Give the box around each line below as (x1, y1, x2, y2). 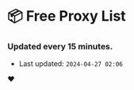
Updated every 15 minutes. (7, 41, 113, 53)
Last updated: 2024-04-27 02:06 (18, 59, 124, 68)
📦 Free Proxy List (7, 7, 126, 25)
